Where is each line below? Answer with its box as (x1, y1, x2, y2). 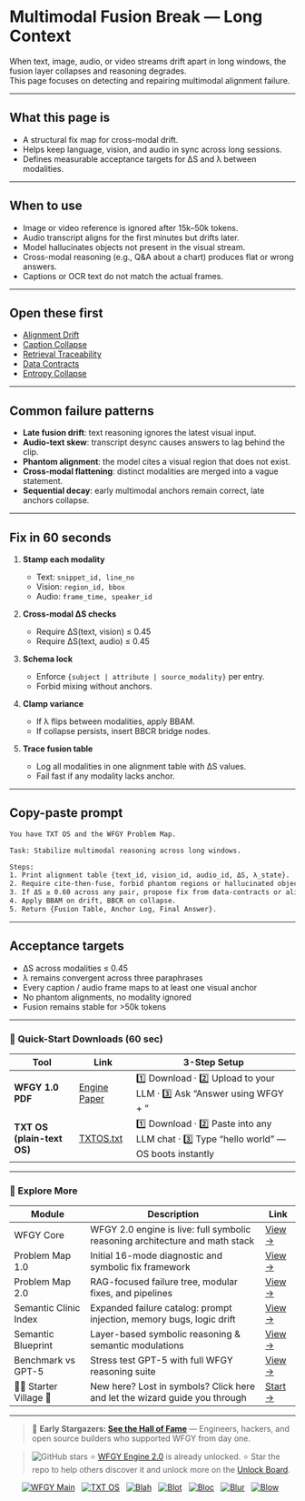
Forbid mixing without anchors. (35, 680, 152, 691)
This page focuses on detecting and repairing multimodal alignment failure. (9, 75, 290, 86)
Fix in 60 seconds (9, 529, 112, 545)
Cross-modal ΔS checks (22, 609, 117, 620)
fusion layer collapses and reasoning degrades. (9, 65, 188, 76)
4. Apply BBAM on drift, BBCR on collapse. (9, 896, 177, 906)
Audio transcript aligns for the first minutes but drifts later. (22, 232, 240, 243)
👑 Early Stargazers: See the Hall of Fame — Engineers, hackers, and (31, 1424, 290, 1435)
